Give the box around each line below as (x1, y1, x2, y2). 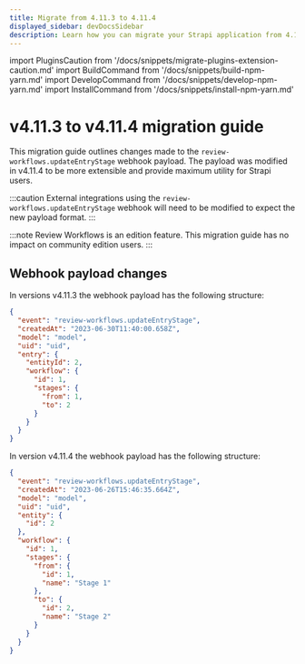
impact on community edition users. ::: (9, 239, 153, 250)
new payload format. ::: (9, 212, 96, 223)
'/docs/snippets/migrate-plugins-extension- (113, 55, 279, 66)
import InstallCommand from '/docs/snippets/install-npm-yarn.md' (44, 84, 295, 96)
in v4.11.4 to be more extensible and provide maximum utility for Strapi (9, 166, 271, 176)
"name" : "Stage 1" (42, 578, 112, 588)
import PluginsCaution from (9, 55, 113, 66)
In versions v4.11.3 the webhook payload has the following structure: (9, 290, 265, 301)
